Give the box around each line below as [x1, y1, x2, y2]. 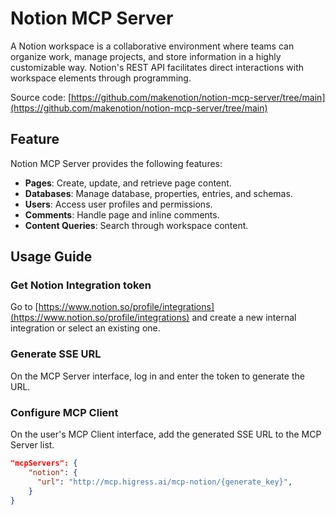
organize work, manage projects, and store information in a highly [10, 50, 282, 62]
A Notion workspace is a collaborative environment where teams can [10, 40, 295, 52]
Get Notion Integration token [10, 278, 152, 292]
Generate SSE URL [10, 347, 102, 361]
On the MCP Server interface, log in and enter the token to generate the [10, 370, 305, 382]
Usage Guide [10, 248, 93, 266]
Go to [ [10, 301, 39, 313]
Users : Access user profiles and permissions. [24, 198, 213, 210]
